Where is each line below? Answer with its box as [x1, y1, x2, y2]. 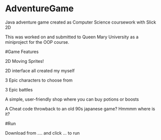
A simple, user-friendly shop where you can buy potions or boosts [5, 96, 139, 102]
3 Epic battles [5, 86, 33, 92]
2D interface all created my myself [5, 67, 75, 74]
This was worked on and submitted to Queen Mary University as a [5, 34, 139, 40]
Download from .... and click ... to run [5, 130, 80, 136]
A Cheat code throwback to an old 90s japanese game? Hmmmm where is [5, 106, 156, 112]
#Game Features [5, 49, 39, 55]
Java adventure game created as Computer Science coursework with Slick [5, 19, 156, 25]
